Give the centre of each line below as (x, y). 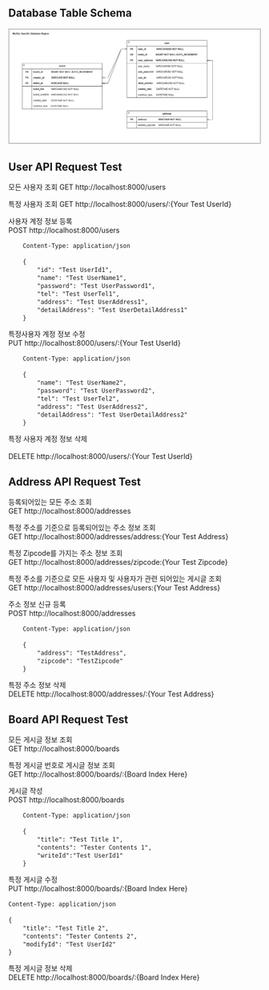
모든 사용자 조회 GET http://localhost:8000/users (87, 187)
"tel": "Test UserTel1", (78, 294)
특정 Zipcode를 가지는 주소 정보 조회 (66, 554)
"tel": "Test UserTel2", (78, 399)
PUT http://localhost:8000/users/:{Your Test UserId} (95, 343)
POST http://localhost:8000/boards (66, 800)
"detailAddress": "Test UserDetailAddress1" (112, 310)
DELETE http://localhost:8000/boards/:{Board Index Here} (104, 977)
